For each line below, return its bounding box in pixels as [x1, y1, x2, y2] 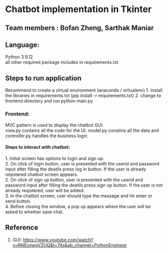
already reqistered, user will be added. [5, 187, 85, 193]
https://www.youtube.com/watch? [23, 236, 94, 242]
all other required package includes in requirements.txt [5, 59, 119, 65]
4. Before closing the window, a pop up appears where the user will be [5, 203, 151, 209]
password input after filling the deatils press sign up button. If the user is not [5, 182, 163, 188]
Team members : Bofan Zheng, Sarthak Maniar [5, 24, 154, 32]
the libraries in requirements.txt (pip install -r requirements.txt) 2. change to [5, 93, 161, 99]
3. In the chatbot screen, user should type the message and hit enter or [5, 193, 152, 199]
